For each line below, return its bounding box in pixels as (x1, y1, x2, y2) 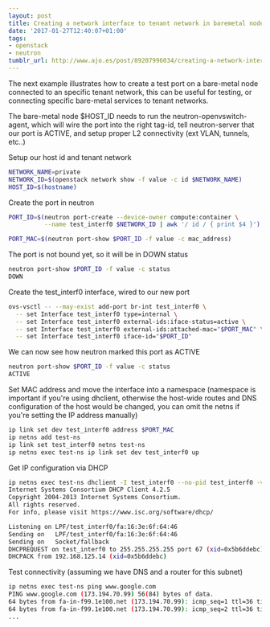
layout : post (8, 11, 52, 20)
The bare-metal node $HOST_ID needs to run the (8, 111, 171, 121)
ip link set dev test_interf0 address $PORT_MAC (8, 426, 174, 434)
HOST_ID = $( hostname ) (8, 182, 78, 191)
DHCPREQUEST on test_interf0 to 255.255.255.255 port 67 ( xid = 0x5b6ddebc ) (8, 545, 264, 553)
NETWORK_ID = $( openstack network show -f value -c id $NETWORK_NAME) (8, 175, 243, 183)
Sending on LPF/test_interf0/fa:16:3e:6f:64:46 (8, 530, 178, 539)
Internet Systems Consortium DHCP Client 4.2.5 (8, 486, 171, 494)
